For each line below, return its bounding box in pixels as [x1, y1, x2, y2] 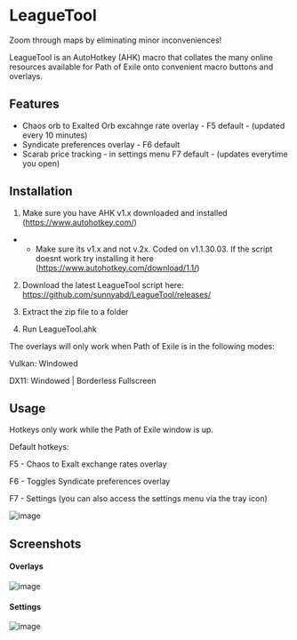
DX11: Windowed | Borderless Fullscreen [9, 375, 157, 386]
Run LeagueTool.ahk [21, 324, 98, 334]
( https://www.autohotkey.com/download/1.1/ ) [35, 262, 200, 273]
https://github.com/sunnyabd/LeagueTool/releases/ [21, 289, 212, 300]
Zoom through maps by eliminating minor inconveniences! [9, 35, 222, 45]
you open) [21, 157, 60, 169]
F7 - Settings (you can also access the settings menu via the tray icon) [9, 493, 269, 504]
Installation [9, 184, 73, 199]
